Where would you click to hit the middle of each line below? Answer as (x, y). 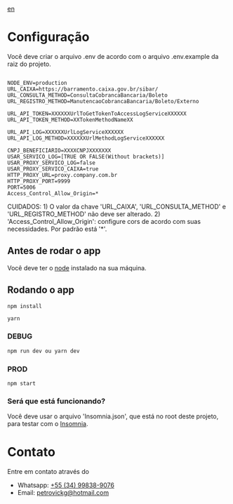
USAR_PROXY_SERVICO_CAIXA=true (53, 169)
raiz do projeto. (29, 64)
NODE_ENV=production (38, 83)
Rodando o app (41, 290)
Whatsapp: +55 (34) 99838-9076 (66, 485)
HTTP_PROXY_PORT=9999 (39, 181)
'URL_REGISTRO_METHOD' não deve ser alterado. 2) (84, 214)
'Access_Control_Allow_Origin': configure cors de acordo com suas (104, 221)
